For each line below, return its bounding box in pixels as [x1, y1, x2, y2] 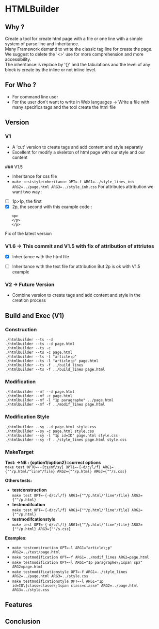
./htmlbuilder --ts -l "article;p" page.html [5, 359, 98, 363]
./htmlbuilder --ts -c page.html [5, 350, 73, 355]
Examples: [5, 535, 27, 541]
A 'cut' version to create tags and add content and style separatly [12, 144, 143, 150]
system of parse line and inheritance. [5, 41, 79, 47]
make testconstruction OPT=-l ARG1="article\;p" [12, 545, 112, 550]
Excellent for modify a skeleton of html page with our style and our [12, 149, 145, 155]
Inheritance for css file [12, 173, 57, 179]
